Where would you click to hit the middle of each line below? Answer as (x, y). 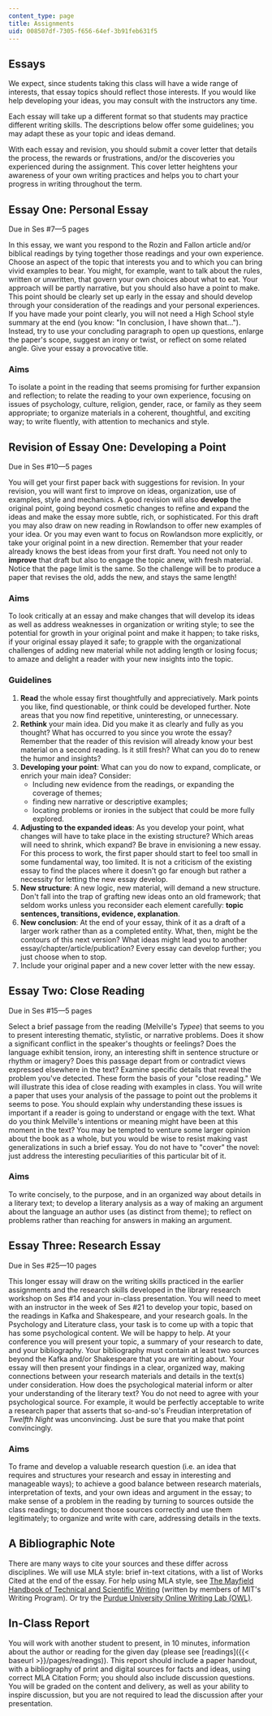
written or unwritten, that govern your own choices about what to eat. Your (133, 279)
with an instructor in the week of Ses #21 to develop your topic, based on (131, 1307)
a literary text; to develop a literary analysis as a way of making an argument (136, 1203)
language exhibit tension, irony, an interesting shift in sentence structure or (134, 1052)
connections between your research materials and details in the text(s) (127, 1376)
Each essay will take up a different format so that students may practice (128, 117)
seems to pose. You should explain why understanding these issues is (125, 1104)
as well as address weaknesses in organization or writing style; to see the (132, 625)
